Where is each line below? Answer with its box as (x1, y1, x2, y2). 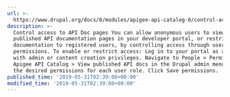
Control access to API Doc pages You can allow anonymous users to (13, 29, 210, 36)
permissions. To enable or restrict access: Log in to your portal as (13, 48, 219, 55)
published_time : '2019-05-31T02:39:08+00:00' (7, 73, 139, 81)
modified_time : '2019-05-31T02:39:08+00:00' (7, 80, 136, 87)
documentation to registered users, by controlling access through (13, 42, 210, 48)
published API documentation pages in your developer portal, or (13, 36, 204, 42)
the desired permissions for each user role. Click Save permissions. (13, 67, 219, 74)
